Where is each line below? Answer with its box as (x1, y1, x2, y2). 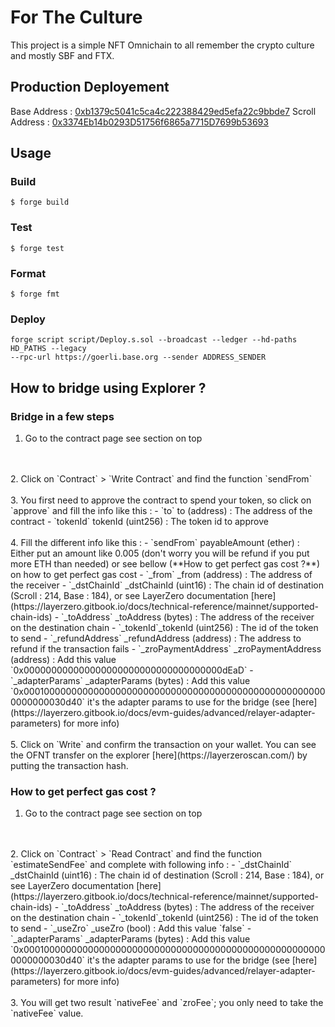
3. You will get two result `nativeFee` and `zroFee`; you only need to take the (10, 997, 324, 1009)
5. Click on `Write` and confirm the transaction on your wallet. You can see (10, 739, 317, 751)
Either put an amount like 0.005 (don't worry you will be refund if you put (10, 547, 310, 560)
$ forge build (10, 197, 70, 208)
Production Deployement (10, 79, 170, 96)
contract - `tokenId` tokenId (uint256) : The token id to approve (10, 516, 269, 528)
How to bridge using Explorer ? (10, 379, 207, 396)
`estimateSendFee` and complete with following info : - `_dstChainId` (10, 859, 293, 871)
